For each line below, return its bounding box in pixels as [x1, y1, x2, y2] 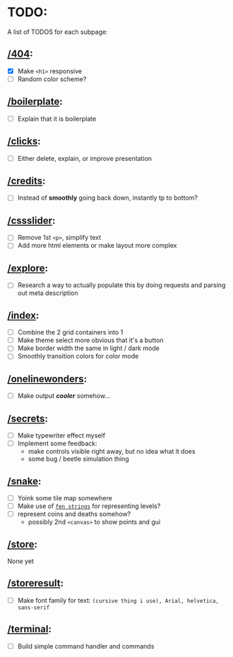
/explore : [7, 262, 48, 274]
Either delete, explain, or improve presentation [17, 154, 153, 162]
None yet [7, 557, 34, 565]
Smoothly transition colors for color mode [17, 352, 139, 361]
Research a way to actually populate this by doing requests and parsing [17, 281, 226, 289]
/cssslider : [7, 215, 56, 227]
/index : [7, 309, 40, 321]
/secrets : [7, 412, 48, 424]
